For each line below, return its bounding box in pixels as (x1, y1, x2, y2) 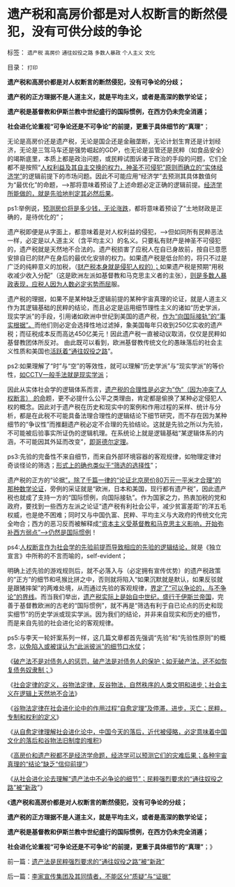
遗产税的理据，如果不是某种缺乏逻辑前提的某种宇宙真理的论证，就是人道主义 (7, 294, 227, 303)
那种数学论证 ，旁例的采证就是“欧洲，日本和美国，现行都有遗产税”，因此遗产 (7, 484, 227, 493)
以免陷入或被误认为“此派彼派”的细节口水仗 (20, 642, 142, 650)
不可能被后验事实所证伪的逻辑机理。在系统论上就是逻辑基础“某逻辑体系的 (7, 429, 218, 437)
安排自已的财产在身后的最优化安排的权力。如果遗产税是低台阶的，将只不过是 (7, 254, 227, 262)
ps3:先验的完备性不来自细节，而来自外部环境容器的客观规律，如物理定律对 (7, 452, 222, 461)
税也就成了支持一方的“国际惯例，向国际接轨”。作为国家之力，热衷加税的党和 (7, 493, 227, 502)
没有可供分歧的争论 (31, 24, 142, 40)
